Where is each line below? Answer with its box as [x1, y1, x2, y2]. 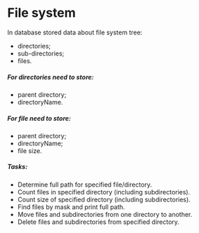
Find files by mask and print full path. [17, 202, 125, 211]
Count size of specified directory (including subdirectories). [17, 195, 191, 204]
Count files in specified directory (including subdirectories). [17, 187, 191, 196]
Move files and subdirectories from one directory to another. [17, 210, 193, 218]
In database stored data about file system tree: [7, 28, 143, 36]
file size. [17, 146, 42, 155]
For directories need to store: [7, 72, 94, 81]
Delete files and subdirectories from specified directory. [17, 218, 180, 226]
